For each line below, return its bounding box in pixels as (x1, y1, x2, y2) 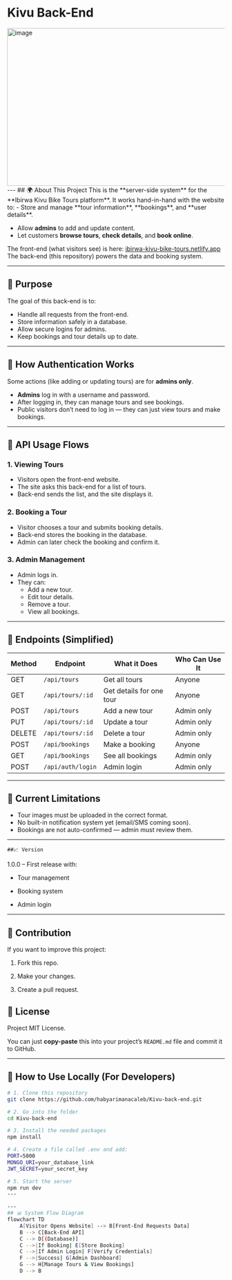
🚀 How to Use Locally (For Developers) (7, 1071, 176, 1083)
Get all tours (103, 675, 143, 684)
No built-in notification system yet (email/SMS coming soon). (17, 818, 191, 827)
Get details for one (103, 686, 164, 695)
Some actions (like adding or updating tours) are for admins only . (7, 377, 194, 385)
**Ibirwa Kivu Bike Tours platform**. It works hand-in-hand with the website (7, 196, 224, 204)
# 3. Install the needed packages (7, 1127, 107, 1134)
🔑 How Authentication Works (7, 359, 135, 370)
